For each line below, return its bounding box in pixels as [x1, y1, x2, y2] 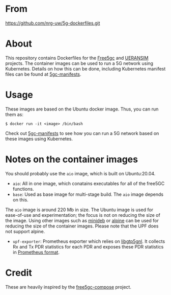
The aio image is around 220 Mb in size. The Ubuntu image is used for [5, 207, 154, 213]
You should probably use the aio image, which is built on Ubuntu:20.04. [5, 170, 156, 176]
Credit [5, 267, 32, 279]
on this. [12, 196, 29, 202]
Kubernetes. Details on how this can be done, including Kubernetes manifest [5, 65, 166, 72]
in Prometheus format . [12, 249, 60, 255]
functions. [12, 186, 34, 192]
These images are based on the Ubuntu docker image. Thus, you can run [5, 106, 159, 112]
